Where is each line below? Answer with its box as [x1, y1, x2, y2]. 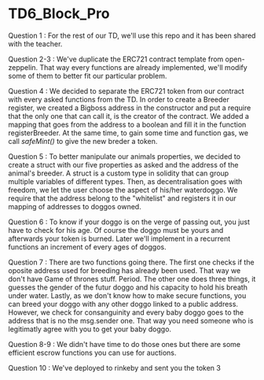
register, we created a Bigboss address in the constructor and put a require [8, 103, 251, 113]
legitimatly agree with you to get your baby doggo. [8, 324, 171, 334]
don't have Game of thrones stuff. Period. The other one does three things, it [8, 274, 256, 283]
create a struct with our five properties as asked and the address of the [8, 160, 239, 169]
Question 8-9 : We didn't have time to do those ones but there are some [8, 339, 241, 349]
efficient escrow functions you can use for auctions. [8, 348, 177, 357]
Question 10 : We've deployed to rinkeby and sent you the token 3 [8, 363, 222, 372]
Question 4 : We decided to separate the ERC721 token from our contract [8, 86, 245, 95]
